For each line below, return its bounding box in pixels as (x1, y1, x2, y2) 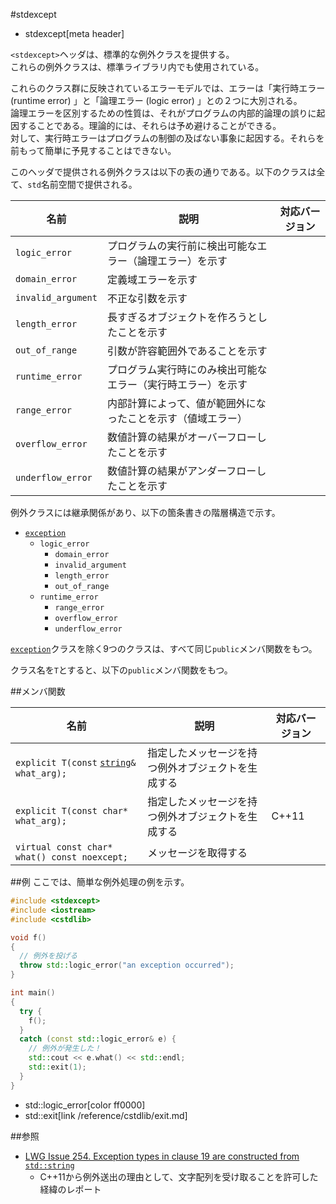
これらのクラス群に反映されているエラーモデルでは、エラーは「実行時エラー (10, 82, 326, 94)
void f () (10, 932, 47, 943)
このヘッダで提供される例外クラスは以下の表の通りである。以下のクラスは (10, 166, 317, 178)
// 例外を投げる (19, 951, 78, 961)
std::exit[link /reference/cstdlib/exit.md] (24, 1109, 188, 1121)
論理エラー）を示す (136, 254, 228, 268)
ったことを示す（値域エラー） (106, 412, 248, 425)
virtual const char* (15, 842, 113, 853)
